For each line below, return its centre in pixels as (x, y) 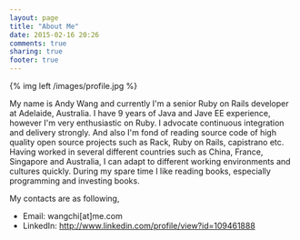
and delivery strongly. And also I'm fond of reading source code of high (143, 132)
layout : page (34, 18)
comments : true (38, 43)
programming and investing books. (75, 181)
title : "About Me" (44, 26)
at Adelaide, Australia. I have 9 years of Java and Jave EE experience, (140, 113)
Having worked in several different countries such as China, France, (136, 152)
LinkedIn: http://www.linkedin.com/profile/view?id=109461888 (139, 225)
